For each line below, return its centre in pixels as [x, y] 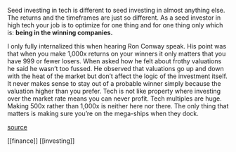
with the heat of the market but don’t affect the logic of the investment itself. [118, 76]
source [18, 127]
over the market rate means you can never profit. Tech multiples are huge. [115, 99]
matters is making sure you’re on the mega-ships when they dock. [103, 113]
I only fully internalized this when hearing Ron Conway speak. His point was [117, 46]
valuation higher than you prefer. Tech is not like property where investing [114, 91]
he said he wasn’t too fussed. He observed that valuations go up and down [116, 69]
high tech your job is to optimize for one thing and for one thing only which [115, 25]
